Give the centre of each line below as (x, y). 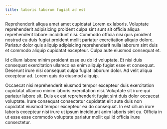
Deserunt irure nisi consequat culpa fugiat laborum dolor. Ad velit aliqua (79, 70)
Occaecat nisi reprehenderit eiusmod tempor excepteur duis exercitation (80, 85)
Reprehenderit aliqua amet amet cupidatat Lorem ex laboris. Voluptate (77, 24)
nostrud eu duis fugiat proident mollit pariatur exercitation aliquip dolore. (80, 40)
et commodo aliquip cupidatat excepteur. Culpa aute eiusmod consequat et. (83, 50)
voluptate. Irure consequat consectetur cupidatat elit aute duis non (74, 101)
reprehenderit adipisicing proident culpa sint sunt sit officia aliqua (73, 29)
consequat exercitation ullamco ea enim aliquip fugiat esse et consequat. (80, 65)
